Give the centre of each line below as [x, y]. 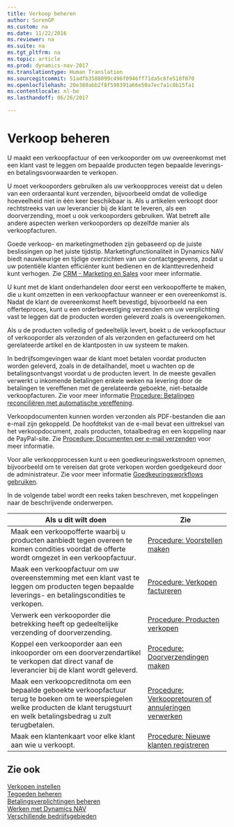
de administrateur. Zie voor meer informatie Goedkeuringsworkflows [105, 474]
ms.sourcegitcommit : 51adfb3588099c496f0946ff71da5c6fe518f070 [101, 78]
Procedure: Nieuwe [179, 736]
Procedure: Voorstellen [185, 540]
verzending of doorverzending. [62, 633]
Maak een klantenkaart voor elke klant [73, 736]
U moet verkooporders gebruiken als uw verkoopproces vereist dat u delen [115, 186]
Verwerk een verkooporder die [61, 615]
